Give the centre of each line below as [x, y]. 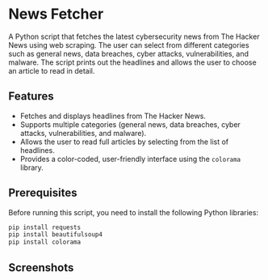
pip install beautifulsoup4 [56, 235]
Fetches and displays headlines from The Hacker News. [113, 116]
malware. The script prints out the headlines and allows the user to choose [132, 62]
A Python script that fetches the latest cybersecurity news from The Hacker [134, 36]
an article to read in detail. [52, 70]
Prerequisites [43, 193]
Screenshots [41, 267]
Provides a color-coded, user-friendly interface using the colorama [130, 159]
